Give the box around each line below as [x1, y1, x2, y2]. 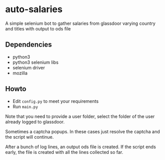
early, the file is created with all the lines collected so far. [5, 149, 124, 155]
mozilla [12, 70, 28, 76]
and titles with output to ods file [5, 25, 71, 31]
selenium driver [12, 64, 45, 70]
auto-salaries [5, 4, 63, 15]
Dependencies [5, 41, 52, 49]
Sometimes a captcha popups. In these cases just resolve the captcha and [5, 128, 160, 135]
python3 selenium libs [12, 59, 59, 65]
